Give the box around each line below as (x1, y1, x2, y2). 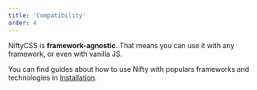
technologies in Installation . (8, 73, 97, 82)
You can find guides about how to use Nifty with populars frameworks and (8, 64, 250, 73)
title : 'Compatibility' (8, 11, 87, 20)
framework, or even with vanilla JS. (8, 49, 123, 58)
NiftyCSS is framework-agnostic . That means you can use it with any (8, 40, 235, 50)
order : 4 (8, 19, 37, 27)
